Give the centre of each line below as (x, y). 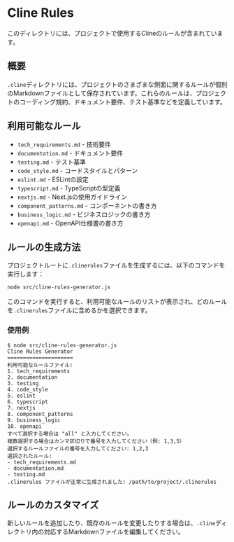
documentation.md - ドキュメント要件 (70, 153)
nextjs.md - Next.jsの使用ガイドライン (72, 197)
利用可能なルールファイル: (40, 365)
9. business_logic (34, 420)
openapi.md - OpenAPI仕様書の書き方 (70, 223)
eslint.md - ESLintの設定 (53, 179)
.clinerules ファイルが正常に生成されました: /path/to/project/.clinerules (112, 482)
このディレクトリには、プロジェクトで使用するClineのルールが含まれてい (112, 33)
